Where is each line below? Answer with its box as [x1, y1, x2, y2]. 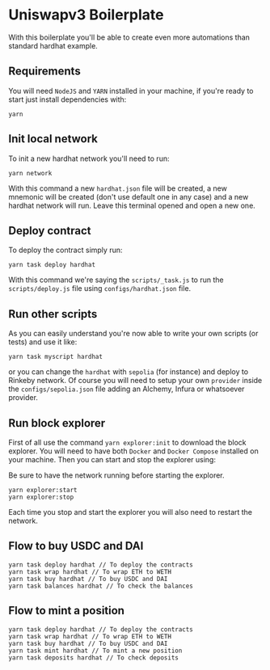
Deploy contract [8, 224, 91, 238]
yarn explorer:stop [8, 493, 74, 501]
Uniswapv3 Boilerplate [8, 6, 164, 24]
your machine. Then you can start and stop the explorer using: [8, 455, 217, 464]
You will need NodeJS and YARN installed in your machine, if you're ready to [8, 86, 254, 95]
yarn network [8, 169, 53, 177]
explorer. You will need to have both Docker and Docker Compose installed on [8, 446, 259, 456]
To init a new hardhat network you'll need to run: [8, 154, 170, 163]
